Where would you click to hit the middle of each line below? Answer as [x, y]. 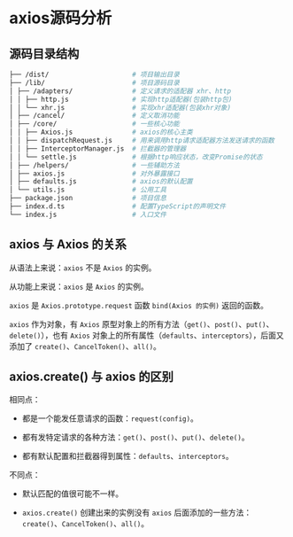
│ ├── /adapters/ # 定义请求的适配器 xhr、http [120, 91]
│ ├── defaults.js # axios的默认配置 [101, 182]
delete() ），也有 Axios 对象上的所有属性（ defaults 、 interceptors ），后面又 [147, 335]
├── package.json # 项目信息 [88, 198]
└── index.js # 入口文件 [88, 214]
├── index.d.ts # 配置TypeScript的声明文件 [118, 206]
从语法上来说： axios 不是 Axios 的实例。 [83, 268]
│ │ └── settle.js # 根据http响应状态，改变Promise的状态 [136, 157]
